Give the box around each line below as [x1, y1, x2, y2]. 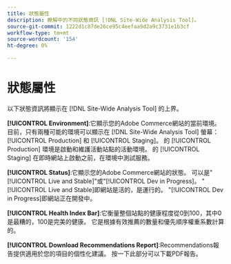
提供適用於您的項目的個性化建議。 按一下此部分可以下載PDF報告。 [12, 249, 202, 258]
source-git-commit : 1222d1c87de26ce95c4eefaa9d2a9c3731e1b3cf [7, 23, 190, 30]
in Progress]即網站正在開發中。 [7, 194, 97, 202]
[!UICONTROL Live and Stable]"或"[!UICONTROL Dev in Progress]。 [7, 177, 201, 185]
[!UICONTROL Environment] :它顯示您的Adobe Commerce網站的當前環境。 [7, 119, 221, 127]
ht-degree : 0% [7, 42, 48, 49]
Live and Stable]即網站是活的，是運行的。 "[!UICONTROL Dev [48, 185, 224, 194]
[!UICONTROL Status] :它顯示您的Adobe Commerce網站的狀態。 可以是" [7, 168, 213, 176]
